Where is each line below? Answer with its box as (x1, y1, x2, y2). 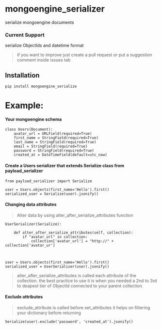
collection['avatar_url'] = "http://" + (31, 238, 114, 243)
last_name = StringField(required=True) (14, 140, 97, 145)
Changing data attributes (5, 202, 57, 207)
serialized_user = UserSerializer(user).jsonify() (5, 264, 110, 269)
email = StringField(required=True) (14, 144, 88, 149)
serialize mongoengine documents (5, 19, 74, 25)
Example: (5, 100, 44, 111)
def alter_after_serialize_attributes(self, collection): (14, 230, 133, 235)
